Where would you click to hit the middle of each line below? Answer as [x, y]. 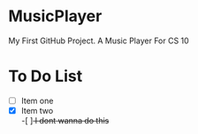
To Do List [46, 76]
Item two [37, 110]
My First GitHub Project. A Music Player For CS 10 [99, 41]
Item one [37, 100]
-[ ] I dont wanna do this [65, 120]
